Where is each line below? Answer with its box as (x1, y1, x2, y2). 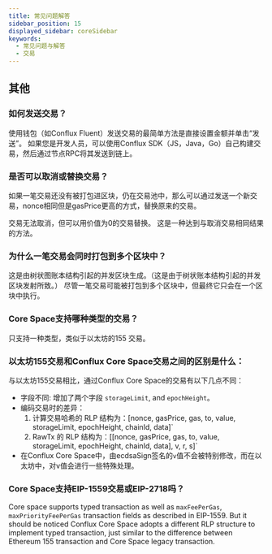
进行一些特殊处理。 (74, 461, 139, 470)
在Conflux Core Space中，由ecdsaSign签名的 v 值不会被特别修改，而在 (19, 450, 255, 460)
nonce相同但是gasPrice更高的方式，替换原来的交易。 (22, 201, 201, 210)
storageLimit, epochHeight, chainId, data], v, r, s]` (32, 440, 198, 451)
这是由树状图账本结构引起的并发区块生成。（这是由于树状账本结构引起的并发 (8, 271, 261, 280)
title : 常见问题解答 (8, 11, 71, 20)
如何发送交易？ (8, 108, 67, 119)
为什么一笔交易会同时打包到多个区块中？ (8, 250, 166, 262)
